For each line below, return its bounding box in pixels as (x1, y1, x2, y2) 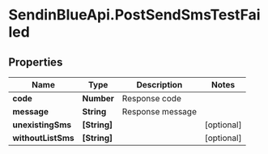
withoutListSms (12, 132, 74, 143)
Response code (121, 93, 182, 104)
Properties (8, 55, 63, 69)
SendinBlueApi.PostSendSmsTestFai (8, 6, 261, 24)
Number (82, 93, 115, 104)
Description (136, 79, 183, 90)
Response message (121, 106, 197, 117)
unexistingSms (12, 119, 72, 130)
